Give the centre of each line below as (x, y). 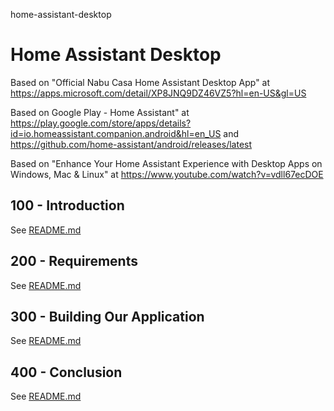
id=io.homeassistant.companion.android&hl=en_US (116, 133)
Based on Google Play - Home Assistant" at (100, 112)
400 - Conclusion (66, 372)
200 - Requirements (74, 261)
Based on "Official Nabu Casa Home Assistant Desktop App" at (140, 82)
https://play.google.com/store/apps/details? (101, 123)
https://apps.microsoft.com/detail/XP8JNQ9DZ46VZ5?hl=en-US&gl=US (158, 93)
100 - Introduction (67, 205)
